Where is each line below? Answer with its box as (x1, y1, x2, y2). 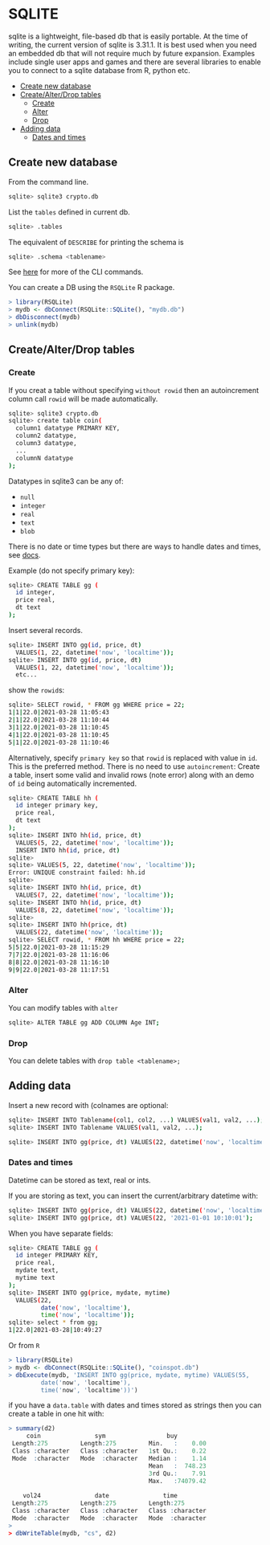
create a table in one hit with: (8, 1409, 104, 1419)
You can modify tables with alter (8, 1003, 119, 1012)
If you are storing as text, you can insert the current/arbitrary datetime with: (8, 1191, 259, 1200)
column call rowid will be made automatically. (8, 394, 158, 403)
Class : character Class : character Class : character (11, 1507, 207, 1515)
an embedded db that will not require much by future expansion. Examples (8, 48, 256, 58)
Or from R (8, 1341, 40, 1351)
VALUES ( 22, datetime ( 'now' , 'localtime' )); (15, 929, 163, 937)
